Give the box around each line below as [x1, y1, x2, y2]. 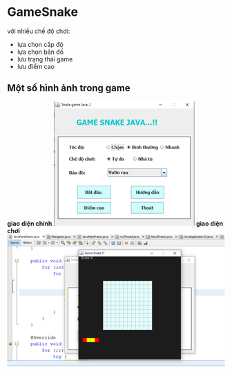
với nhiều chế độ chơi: [7, 27, 70, 35]
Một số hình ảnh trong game [7, 82, 130, 94]
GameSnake [7, 4, 78, 20]
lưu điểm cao [17, 62, 55, 70]
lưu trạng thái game [17, 55, 73, 63]
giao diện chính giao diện [7, 219, 224, 228]
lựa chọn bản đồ [17, 48, 64, 56]
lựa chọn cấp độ [17, 40, 64, 48]
